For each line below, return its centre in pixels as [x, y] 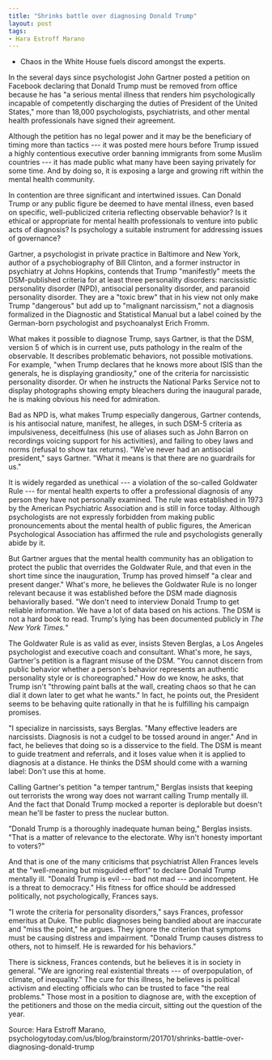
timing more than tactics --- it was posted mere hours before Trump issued [134, 145]
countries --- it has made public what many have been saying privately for [132, 162]
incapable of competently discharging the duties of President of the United [133, 103]
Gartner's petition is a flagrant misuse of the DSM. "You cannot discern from [136, 661]
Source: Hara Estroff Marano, [57, 1030]
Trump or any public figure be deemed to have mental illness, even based [131, 204]
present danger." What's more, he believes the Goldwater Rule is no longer [133, 585]
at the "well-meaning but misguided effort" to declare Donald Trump [122, 871]
